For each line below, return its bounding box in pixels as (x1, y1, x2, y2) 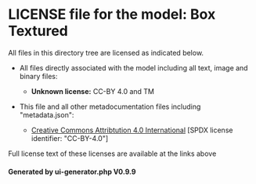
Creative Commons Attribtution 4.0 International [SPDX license (31, 125, 233, 135)
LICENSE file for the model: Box (8, 5, 216, 23)
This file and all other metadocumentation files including (19, 102, 201, 111)
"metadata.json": (19, 110, 74, 119)
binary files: (19, 71, 58, 81)
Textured (8, 22, 68, 40)
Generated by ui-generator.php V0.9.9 (8, 167, 136, 176)
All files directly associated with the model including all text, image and (19, 63, 248, 72)
